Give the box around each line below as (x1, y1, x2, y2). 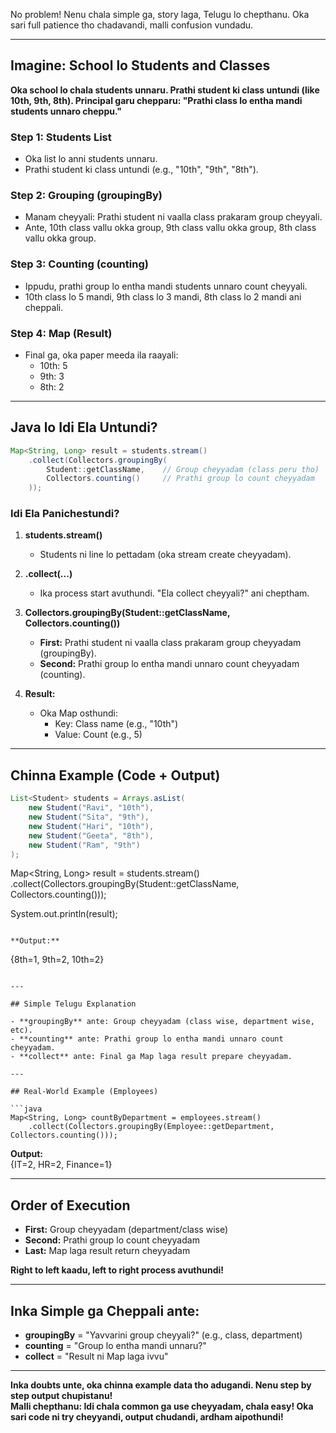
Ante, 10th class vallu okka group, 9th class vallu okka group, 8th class (24, 222, 317, 234)
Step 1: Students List (10, 130, 112, 144)
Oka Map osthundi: (39, 707, 118, 719)
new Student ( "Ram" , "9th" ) (28, 840, 141, 850)
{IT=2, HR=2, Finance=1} (10, 1159, 113, 1171)
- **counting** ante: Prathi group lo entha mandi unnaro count (10, 1034, 284, 1044)
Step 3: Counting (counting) (10, 257, 149, 271)
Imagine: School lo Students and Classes (10, 57, 271, 74)
